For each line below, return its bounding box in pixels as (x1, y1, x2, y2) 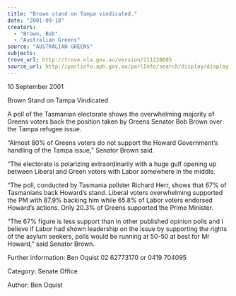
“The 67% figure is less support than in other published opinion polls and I (7, 217, 224, 225)
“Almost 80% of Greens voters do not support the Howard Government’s (7, 138, 218, 147)
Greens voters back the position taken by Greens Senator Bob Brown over (7, 117, 223, 126)
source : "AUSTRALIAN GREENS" (7, 43, 93, 50)
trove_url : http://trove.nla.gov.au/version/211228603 (7, 57, 172, 64)
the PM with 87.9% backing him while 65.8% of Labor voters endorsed (7, 196, 213, 204)
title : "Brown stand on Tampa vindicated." (7, 10, 138, 18)
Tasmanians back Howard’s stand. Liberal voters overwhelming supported (7, 188, 223, 196)
